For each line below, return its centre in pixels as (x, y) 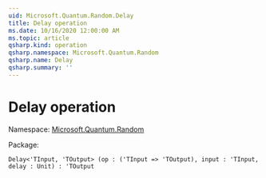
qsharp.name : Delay (41, 61)
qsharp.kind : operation (48, 45)
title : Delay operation (48, 23)
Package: (24, 144)
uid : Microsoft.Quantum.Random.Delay (71, 16)
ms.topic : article (39, 38)
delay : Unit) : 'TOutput (51, 166)
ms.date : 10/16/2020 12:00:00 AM (64, 30)
